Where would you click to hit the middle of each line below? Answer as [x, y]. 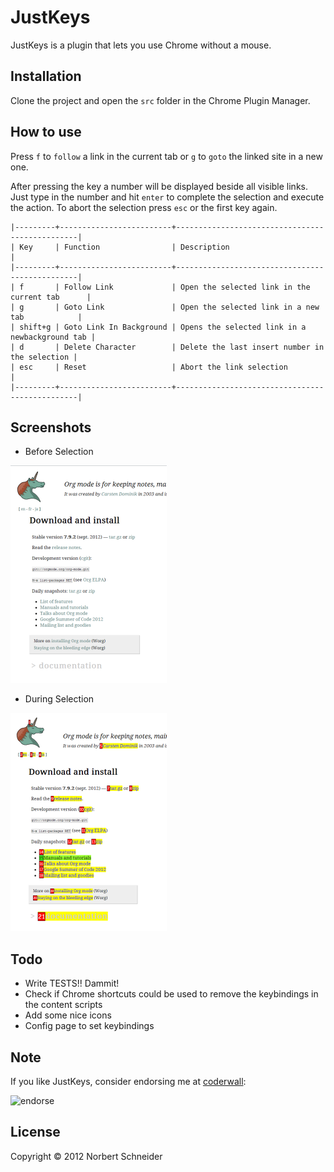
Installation [46, 76]
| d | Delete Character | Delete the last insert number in [167, 347]
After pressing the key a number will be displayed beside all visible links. [159, 186]
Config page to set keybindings [89, 1026]
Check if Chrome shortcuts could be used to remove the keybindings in [171, 994]
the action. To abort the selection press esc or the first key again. [144, 207]
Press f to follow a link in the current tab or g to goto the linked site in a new [166, 156]
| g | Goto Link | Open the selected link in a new [165, 307]
